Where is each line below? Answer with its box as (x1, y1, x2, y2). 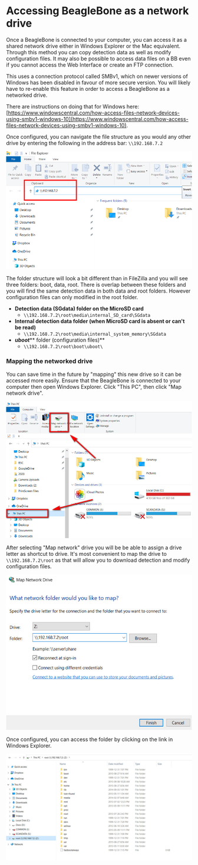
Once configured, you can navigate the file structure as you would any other (6, 133, 192, 140)
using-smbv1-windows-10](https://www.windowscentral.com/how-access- (6, 115, 189, 122)
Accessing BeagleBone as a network (6, 4, 189, 18)
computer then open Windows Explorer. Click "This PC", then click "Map (6, 383, 181, 390)
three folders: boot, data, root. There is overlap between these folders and (6, 281, 187, 288)
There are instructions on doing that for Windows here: (6, 103, 140, 110)
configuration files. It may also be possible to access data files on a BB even (6, 55, 191, 62)
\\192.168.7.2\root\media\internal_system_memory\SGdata (23, 331, 167, 337)
